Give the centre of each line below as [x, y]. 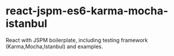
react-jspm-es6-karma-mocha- [87, 11]
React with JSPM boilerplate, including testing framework [77, 40]
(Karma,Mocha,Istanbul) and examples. [54, 46]
